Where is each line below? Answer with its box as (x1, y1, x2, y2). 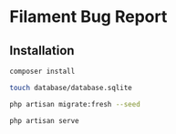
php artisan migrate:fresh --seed (9, 99, 141, 108)
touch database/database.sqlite (9, 83, 132, 92)
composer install (9, 67, 76, 76)
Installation (9, 43, 75, 58)
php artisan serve (9, 116, 79, 125)
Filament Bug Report (9, 6, 168, 27)
